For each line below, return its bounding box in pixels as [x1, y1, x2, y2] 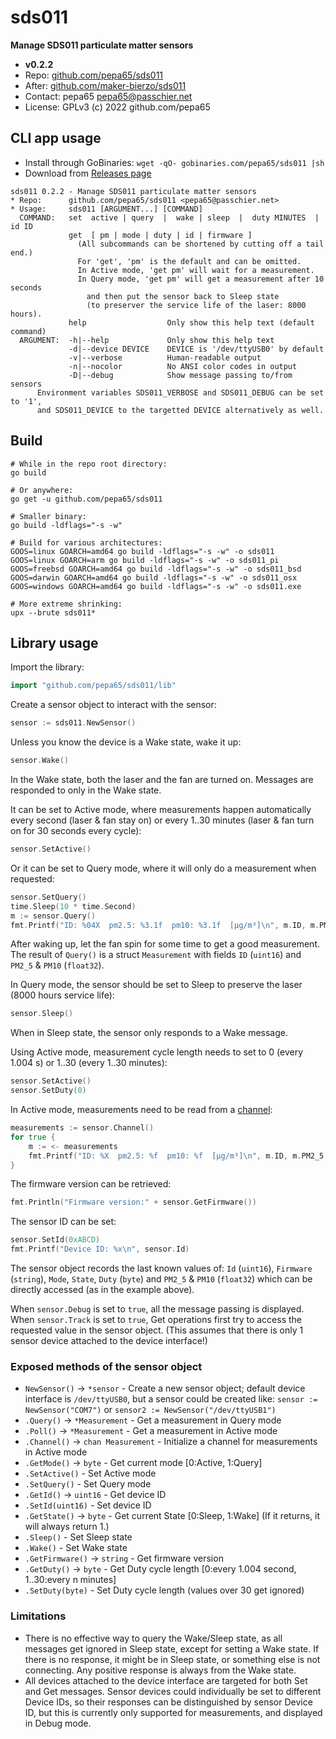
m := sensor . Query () [10, 911, 97, 921]
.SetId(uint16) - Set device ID [24, 1499, 152, 1511]
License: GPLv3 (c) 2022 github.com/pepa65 [24, 101, 211, 113]
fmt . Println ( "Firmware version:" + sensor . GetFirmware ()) [10, 1197, 257, 1208]
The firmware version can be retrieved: [10, 1178, 172, 1190]
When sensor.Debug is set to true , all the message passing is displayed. [10, 1303, 305, 1315]
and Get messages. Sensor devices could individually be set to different [24, 1685, 322, 1697]
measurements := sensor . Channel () [10, 1123, 155, 1133]
